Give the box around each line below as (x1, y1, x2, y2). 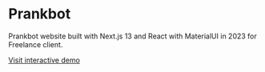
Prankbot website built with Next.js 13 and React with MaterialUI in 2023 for (8, 31, 258, 41)
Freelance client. (8, 39, 63, 49)
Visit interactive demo (8, 55, 80, 65)
